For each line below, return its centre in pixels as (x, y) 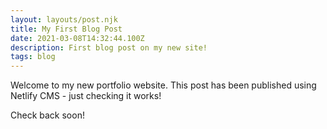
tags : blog (33, 57)
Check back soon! (47, 115)
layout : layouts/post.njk (64, 19)
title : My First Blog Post (66, 29)
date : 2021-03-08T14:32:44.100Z (77, 38)
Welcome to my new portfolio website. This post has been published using (163, 85)
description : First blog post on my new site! (109, 47)
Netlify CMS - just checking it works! (86, 96)
